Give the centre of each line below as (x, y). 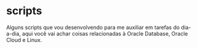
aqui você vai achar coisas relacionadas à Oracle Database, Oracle (105, 33)
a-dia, (14, 33)
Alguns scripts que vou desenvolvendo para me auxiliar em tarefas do (93, 27)
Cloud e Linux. (24, 40)
